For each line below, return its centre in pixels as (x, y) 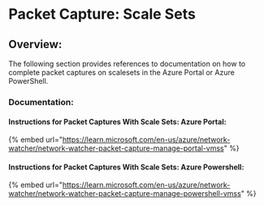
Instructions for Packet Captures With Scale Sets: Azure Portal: (117, 121)
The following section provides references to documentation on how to (127, 64)
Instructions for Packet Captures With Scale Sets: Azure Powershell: (126, 167)
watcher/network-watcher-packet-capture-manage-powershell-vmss (125, 194)
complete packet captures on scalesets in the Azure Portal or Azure (122, 72)
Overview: (35, 44)
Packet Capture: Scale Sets (102, 14)
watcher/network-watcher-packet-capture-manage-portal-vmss (117, 148)
